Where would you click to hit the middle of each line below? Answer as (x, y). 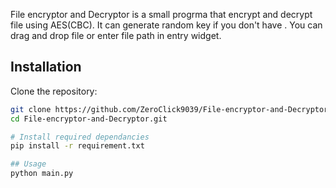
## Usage (28, 164)
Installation (46, 67)
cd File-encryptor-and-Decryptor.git (89, 119)
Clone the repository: (54, 91)
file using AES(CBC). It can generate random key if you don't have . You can (166, 25)
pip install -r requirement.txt (77, 146)
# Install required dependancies (80, 137)
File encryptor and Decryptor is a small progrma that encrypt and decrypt (161, 14)
